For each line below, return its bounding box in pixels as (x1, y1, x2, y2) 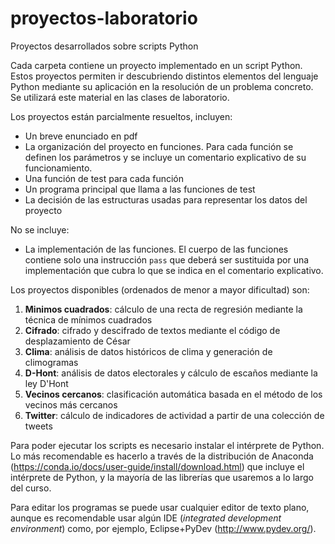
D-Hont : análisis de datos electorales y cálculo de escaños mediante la (24, 367, 318, 379)
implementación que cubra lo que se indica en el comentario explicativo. (24, 264, 324, 276)
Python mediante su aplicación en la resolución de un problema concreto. (10, 80, 314, 92)
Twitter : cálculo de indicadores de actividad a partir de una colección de (24, 409, 325, 421)
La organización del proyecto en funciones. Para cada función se (24, 140, 294, 152)
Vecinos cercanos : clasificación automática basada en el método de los (24, 388, 323, 400)
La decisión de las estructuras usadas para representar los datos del (24, 193, 308, 206)
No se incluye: (10, 223, 70, 236)
